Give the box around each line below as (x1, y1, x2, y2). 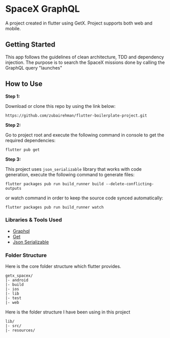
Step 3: (5, 156, 21, 162)
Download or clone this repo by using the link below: (5, 103, 116, 109)
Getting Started (5, 40, 56, 49)
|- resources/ (5, 328, 36, 333)
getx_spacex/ (5, 273, 33, 279)
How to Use (5, 80, 43, 88)
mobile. (5, 25, 21, 31)
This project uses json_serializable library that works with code (5, 166, 142, 172)
